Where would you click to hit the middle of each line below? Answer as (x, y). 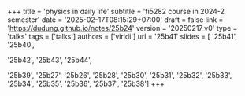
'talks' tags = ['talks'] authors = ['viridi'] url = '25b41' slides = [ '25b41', (122, 36)
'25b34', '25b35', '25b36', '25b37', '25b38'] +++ (86, 83)
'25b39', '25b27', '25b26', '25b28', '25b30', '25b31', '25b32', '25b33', (120, 75)
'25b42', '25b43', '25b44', (50, 60)
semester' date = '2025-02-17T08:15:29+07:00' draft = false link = (115, 20)
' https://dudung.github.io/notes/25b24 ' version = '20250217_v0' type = (122, 28)
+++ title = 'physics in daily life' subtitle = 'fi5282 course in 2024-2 (116, 11)
